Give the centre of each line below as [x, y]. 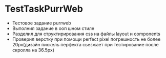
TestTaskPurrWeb [44, 9]
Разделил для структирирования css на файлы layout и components [86, 34]
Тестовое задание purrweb [42, 23]
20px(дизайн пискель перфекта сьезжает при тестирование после [86, 44]
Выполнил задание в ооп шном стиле [53, 28]
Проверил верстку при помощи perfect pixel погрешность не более [86, 39]
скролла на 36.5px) [33, 50]
